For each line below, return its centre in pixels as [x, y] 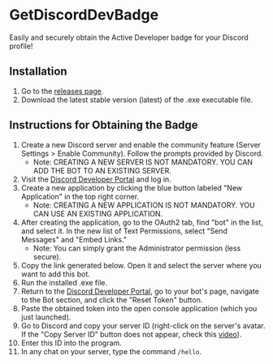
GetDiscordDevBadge [84, 15]
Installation [38, 72]
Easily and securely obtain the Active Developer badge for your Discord [129, 37]
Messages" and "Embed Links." [74, 239]
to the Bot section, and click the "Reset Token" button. [112, 300]
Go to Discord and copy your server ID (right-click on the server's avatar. [143, 325]
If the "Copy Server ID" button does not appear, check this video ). [131, 334]
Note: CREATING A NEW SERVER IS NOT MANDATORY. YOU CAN [143, 162]
